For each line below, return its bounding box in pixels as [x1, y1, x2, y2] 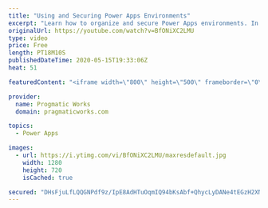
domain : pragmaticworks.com [15, 107, 109, 116]
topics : [8, 122, 34, 130]
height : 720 [22, 166, 62, 174]
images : [8, 144, 34, 152]
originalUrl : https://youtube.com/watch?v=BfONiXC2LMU [8, 26, 195, 34]
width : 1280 [22, 158, 62, 166]
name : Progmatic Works [15, 100, 91, 108]
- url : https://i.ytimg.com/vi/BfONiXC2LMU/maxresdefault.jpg [15, 151, 227, 159]
